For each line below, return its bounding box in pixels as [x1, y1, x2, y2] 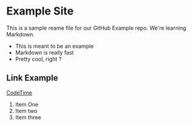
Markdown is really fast [15, 48, 74, 56]
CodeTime [6, 89, 32, 96]
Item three [15, 113, 41, 121]
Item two [15, 107, 38, 114]
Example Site [6, 4, 74, 18]
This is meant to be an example [15, 42, 94, 50]
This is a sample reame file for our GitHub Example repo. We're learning [6, 24, 187, 31]
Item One [15, 101, 38, 108]
